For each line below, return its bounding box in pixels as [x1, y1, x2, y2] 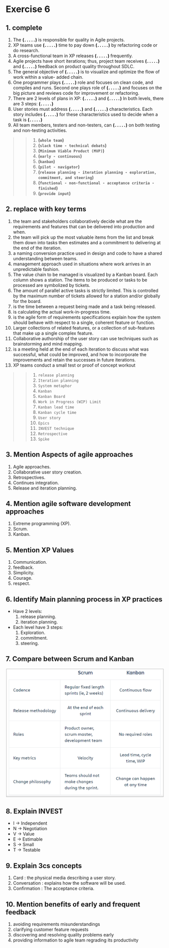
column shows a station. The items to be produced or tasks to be [13, 277, 147, 283]
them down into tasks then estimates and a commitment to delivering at [13, 239, 161, 245]
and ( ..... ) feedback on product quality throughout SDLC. [13, 64, 135, 69]
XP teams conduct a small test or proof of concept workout [13, 362, 136, 368]
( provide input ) [38, 191, 71, 196]
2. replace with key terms [6, 205, 87, 214]
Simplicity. [13, 570, 35, 576]
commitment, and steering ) [38, 175, 94, 180]
